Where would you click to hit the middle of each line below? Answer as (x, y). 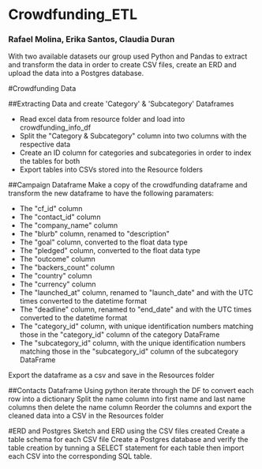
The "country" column (56, 276)
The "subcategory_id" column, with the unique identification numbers (133, 343)
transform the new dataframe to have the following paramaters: (111, 193)
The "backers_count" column (67, 267)
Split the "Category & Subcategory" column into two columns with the (133, 136)
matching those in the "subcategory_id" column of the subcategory (129, 352)
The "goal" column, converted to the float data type (103, 242)
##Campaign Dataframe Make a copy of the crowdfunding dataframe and (128, 185)
